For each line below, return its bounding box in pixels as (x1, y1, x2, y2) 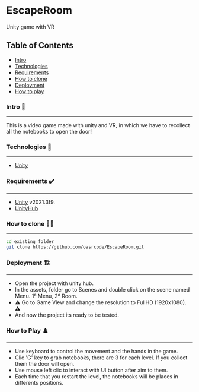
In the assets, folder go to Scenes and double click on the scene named (14, 286, 190, 293)
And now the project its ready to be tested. (14, 311, 120, 318)
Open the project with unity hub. (14, 280, 94, 287)
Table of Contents (6, 40, 74, 50)
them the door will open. (14, 361, 75, 368)
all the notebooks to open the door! (6, 128, 92, 135)
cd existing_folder (6, 238, 54, 244)
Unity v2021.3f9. (14, 198, 55, 206)
